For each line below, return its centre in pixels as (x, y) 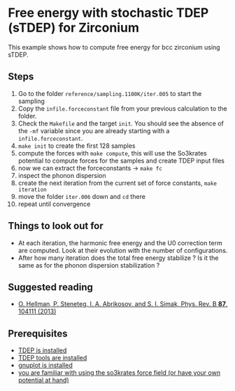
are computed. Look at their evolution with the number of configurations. (123, 250)
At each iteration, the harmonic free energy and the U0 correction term (120, 242)
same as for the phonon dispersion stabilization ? (89, 265)
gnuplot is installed (45, 365)
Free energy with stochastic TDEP (108, 13)
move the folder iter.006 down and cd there (82, 196)
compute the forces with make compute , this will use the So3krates (112, 153)
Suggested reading (51, 287)
